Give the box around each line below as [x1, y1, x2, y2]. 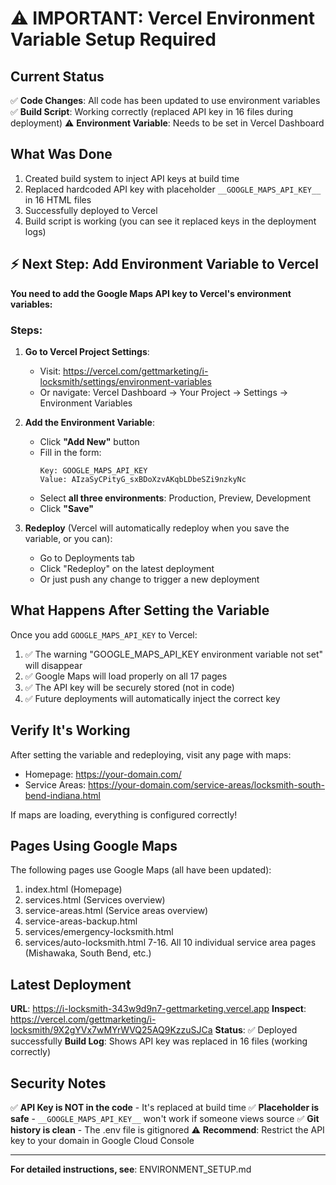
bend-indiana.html [24, 789, 101, 801]
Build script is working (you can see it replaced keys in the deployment [24, 215, 317, 227]
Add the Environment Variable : [24, 416, 155, 428]
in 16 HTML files [24, 193, 92, 206]
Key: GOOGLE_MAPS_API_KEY [39, 465, 148, 476]
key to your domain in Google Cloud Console [10, 1134, 195, 1146]
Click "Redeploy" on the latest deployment [39, 562, 215, 574]
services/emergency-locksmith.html [24, 926, 174, 938]
